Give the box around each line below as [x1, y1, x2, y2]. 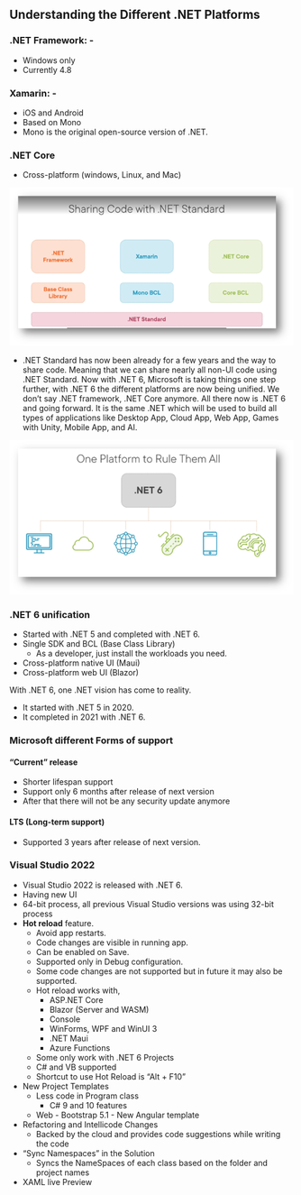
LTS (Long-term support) [9, 816, 105, 827]
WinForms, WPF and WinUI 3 [49, 1023, 158, 1034]
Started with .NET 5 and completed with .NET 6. [22, 629, 201, 639]
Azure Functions [49, 1042, 111, 1053]
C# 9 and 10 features [49, 1099, 128, 1110]
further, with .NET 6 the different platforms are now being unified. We [22, 383, 280, 395]
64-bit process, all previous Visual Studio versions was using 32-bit [22, 898, 275, 909]
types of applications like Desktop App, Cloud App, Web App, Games [22, 412, 279, 423]
